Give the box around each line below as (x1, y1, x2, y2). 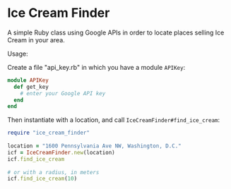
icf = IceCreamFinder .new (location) (7, 149, 115, 156)
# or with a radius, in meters (7, 169, 100, 176)
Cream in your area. (7, 35, 65, 44)
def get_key (13, 83, 49, 90)
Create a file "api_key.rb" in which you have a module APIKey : (7, 63, 186, 71)
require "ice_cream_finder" (7, 129, 90, 137)
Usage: (7, 49, 28, 58)
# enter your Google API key (20, 90, 106, 97)
